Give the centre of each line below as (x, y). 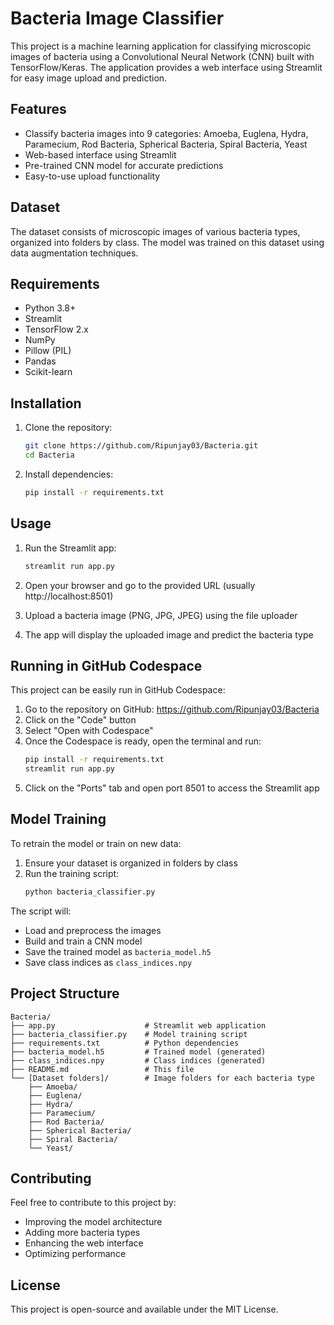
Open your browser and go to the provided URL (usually (140, 585)
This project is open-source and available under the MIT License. (144, 1309)
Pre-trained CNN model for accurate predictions (124, 165)
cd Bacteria (49, 455)
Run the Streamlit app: (70, 548)
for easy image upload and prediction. (89, 78)
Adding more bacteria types (82, 1233)
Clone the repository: (68, 428)
